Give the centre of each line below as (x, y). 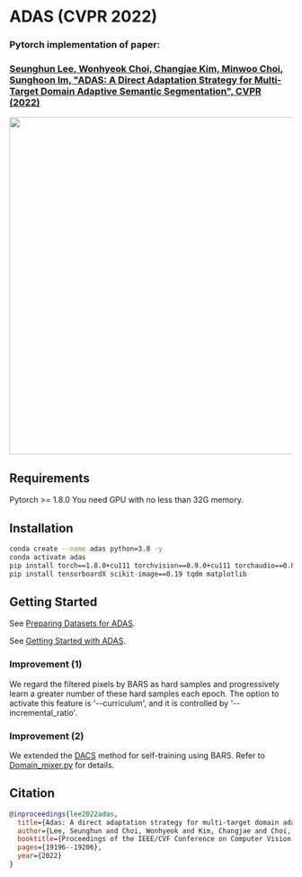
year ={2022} (40, 856)
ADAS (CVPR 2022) (84, 17)
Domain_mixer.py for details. (62, 765)
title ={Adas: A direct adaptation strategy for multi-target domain (148, 822)
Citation (32, 793)
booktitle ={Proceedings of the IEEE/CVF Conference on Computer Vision (155, 839)
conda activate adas (48, 557)
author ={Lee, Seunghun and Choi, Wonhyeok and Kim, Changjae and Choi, (155, 831)
